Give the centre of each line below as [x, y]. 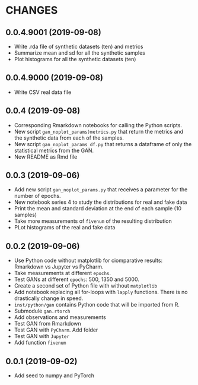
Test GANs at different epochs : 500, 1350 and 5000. [77, 279]
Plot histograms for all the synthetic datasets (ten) [75, 59]
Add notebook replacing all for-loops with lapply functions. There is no [101, 292]
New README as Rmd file [46, 157]
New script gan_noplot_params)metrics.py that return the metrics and [99, 131]
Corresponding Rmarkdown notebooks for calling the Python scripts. [98, 125]
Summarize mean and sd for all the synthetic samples [80, 53]
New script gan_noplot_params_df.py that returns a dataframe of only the [103, 144]
